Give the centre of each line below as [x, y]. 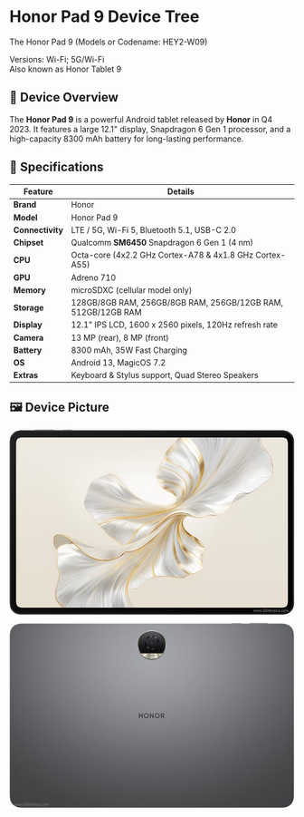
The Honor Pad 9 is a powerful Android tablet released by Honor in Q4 [141, 119]
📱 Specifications [57, 167]
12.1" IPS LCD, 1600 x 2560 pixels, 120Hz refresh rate [175, 325]
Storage [28, 307]
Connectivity [38, 229]
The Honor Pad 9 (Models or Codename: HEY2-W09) [109, 42]
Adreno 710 [94, 277]
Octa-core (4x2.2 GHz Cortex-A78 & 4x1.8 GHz [162, 255]
